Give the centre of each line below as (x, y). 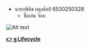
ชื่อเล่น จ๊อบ (34, 15)
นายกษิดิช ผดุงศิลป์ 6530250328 (49, 9)
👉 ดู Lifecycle (23, 39)
